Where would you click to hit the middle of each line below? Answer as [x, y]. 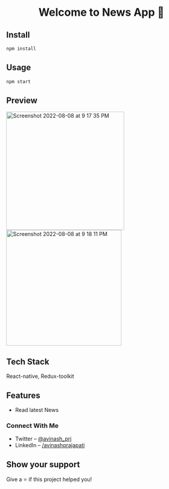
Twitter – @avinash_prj [43, 439]
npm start [19, 81]
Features [23, 395]
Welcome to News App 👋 [101, 12]
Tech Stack [28, 361]
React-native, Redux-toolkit [40, 376]
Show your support [43, 464]
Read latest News [37, 410]
